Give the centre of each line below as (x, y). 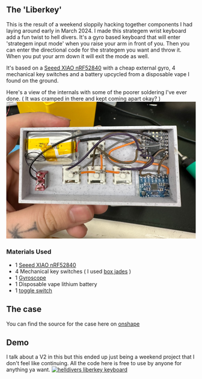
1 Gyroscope (30, 278)
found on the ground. (32, 80)
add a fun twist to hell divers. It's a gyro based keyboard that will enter (93, 37)
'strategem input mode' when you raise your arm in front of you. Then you (98, 43)
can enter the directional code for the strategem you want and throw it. (94, 50)
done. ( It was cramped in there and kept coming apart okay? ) (84, 98)
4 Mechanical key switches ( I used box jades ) (73, 271)
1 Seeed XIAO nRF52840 (45, 265)
